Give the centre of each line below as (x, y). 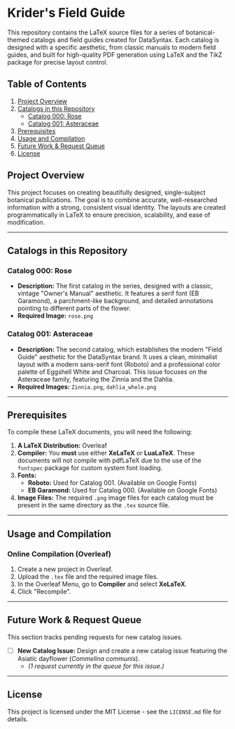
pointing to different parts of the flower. (74, 308)
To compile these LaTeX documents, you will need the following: (100, 432)
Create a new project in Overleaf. (65, 569)
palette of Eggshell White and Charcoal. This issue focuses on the (112, 372)
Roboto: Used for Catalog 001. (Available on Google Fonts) (112, 483)
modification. (26, 222)
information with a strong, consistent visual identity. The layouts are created (116, 207)
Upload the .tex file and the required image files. (88, 577)
